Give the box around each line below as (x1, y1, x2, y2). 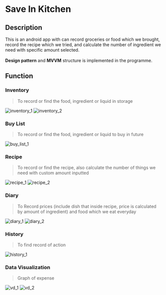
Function (5, 72, 33, 80)
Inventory (5, 87, 29, 94)
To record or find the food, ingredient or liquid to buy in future (17, 131, 144, 137)
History (5, 230, 24, 237)
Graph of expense (17, 275, 55, 281)
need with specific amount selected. (5, 47, 80, 53)
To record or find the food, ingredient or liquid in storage (17, 98, 133, 104)
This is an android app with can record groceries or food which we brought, (5, 36, 160, 42)
